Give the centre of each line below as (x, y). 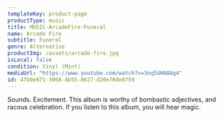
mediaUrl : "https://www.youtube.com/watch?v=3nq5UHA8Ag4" (95, 73)
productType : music (36, 20)
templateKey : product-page (47, 14)
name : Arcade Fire (34, 34)
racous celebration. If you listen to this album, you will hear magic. (104, 107)
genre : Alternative (36, 47)
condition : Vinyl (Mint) (44, 66)
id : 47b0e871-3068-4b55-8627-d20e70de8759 (71, 79)
